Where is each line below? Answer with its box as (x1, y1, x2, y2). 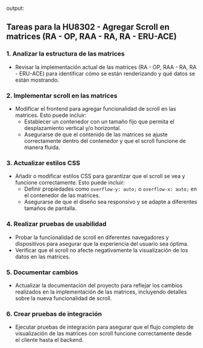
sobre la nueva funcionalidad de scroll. (15, 294, 112, 301)
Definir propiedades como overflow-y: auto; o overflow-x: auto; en (24, 185, 197, 192)
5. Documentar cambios (6, 268, 79, 277)
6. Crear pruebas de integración (6, 309, 102, 318)
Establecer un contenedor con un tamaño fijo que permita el (24, 117, 175, 125)
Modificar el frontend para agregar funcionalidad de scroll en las (15, 105, 176, 112)
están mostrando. (15, 76, 59, 84)
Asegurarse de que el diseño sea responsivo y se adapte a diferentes (24, 199, 198, 206)
